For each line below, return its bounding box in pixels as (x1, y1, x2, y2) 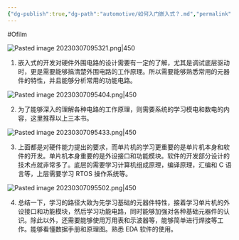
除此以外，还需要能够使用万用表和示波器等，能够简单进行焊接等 (30, 216, 218, 224)
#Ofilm (7, 30, 27, 38)
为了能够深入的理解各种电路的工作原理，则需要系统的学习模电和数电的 (17, 104, 224, 114)
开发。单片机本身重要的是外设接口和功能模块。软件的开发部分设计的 (30, 151, 230, 160)
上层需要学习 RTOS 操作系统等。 (36, 169, 132, 178)
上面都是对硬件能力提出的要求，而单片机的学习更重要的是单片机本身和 (17, 143, 224, 151)
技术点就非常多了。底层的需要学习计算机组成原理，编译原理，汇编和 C (17, 160, 224, 169)
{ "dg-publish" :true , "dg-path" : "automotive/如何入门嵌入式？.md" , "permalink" (7, 10, 232, 18)
